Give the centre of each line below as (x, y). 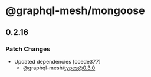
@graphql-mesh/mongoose (75, 11)
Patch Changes (28, 49)
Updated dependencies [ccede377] (57, 61)
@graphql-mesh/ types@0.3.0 (59, 68)
